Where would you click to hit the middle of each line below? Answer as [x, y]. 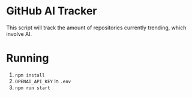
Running [28, 58]
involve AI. [19, 34]
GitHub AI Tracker [52, 11]
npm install [30, 75]
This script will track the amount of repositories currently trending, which [96, 28]
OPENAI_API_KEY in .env [43, 81]
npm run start [32, 88]
